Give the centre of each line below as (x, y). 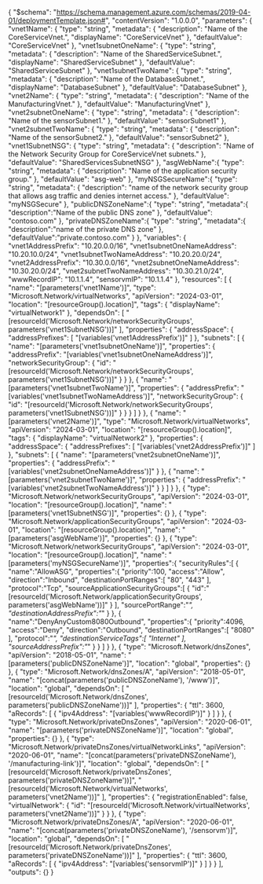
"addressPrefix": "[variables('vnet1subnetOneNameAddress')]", (111, 354)
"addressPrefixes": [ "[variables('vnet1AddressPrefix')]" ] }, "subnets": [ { (126, 337)
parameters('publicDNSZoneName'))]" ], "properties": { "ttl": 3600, (117, 705)
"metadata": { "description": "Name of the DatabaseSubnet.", (107, 79)
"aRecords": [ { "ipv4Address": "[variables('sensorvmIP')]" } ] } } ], (116, 864)
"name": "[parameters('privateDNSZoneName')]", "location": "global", (121, 730)
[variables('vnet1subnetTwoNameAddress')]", (82, 396)
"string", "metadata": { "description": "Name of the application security (123, 171)
